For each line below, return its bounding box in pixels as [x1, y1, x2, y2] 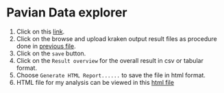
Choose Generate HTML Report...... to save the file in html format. [16, 70, 206, 79]
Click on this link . [16, 27, 65, 36]
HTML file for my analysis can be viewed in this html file [16, 78, 175, 86]
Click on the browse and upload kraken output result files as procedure [16, 34, 217, 42]
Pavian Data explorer [6, 5, 127, 21]
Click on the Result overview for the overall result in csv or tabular [16, 56, 203, 64]
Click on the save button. [16, 49, 86, 57]
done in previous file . [16, 42, 76, 50]
